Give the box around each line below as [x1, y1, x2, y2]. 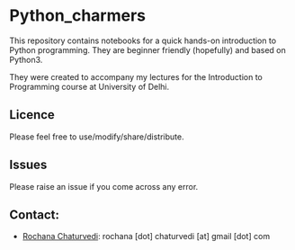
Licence [9, 107, 56, 122]
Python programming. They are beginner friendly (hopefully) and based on [9, 44, 286, 55]
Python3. [9, 54, 43, 65]
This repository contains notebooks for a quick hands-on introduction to [9, 35, 277, 46]
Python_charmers [9, 5, 147, 26]
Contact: [9, 207, 60, 222]
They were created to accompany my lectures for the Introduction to [9, 71, 263, 82]
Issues [9, 157, 48, 173]
